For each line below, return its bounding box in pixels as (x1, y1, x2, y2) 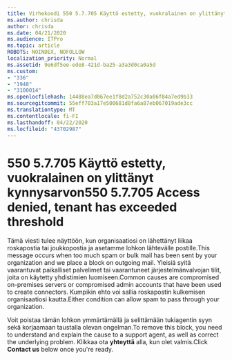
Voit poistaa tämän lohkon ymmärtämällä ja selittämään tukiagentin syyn (7, 316, 213, 324)
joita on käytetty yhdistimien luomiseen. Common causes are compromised (7, 273, 220, 281)
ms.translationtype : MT (7, 106, 76, 113)
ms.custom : (7, 68, 39, 74)
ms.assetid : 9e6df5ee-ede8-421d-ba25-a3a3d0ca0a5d (7, 61, 156, 68)
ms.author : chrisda (7, 17, 64, 23)
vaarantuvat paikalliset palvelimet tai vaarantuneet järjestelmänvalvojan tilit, (7, 266, 222, 274)
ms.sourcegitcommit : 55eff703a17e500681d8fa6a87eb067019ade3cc (7, 100, 193, 107)
